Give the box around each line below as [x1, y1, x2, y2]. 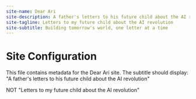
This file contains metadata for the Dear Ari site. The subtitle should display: [6, 69, 188, 76]
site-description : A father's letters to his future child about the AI [6, 14, 187, 20]
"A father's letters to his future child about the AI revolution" [6, 75, 150, 82]
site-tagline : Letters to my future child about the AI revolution [6, 19, 174, 25]
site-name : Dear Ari [6, 8, 57, 15]
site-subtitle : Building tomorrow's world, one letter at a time [6, 24, 168, 31]
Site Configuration [6, 50, 97, 63]
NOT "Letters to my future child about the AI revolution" [6, 87, 140, 94]
